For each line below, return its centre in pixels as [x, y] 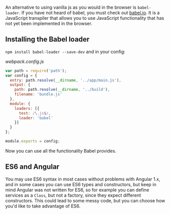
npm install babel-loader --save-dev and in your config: [65, 51]
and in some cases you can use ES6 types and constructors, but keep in [81, 184]
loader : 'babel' [36, 118]
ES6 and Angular [32, 167]
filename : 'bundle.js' [38, 94]
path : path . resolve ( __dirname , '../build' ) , [62, 90]
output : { [20, 85]
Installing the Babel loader [47, 39]
